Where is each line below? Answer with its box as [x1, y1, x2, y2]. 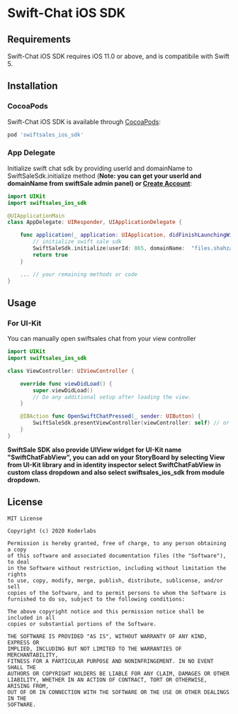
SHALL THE [7, 664, 37, 671]
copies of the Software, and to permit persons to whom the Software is [7, 589, 227, 596]
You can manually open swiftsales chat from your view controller [7, 335, 196, 343]
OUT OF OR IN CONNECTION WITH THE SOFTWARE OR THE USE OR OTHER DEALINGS [7, 688, 230, 696]
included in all [7, 614, 55, 621]
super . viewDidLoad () [33, 386, 93, 394]
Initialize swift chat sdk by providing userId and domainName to [7, 164, 193, 172]
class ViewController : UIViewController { [7, 367, 135, 374]
